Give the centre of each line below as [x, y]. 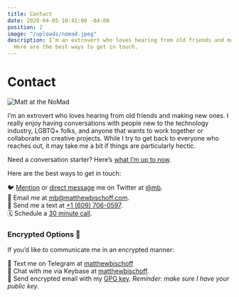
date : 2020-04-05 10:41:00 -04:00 [59, 21]
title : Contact [30, 14]
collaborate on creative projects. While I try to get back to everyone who [113, 138]
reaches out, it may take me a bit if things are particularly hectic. [102, 146]
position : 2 [25, 27]
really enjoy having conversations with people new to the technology [108, 123]
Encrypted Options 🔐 [44, 234]
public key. [23, 286]
